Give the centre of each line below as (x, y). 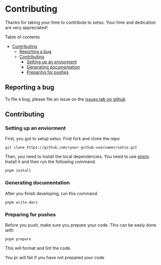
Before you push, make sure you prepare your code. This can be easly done (81, 225)
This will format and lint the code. (38, 248)
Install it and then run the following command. (51, 162)
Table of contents (22, 37)
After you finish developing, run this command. (52, 193)
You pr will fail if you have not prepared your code (55, 258)
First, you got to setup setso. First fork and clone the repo (62, 139)
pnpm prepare (18, 239)
